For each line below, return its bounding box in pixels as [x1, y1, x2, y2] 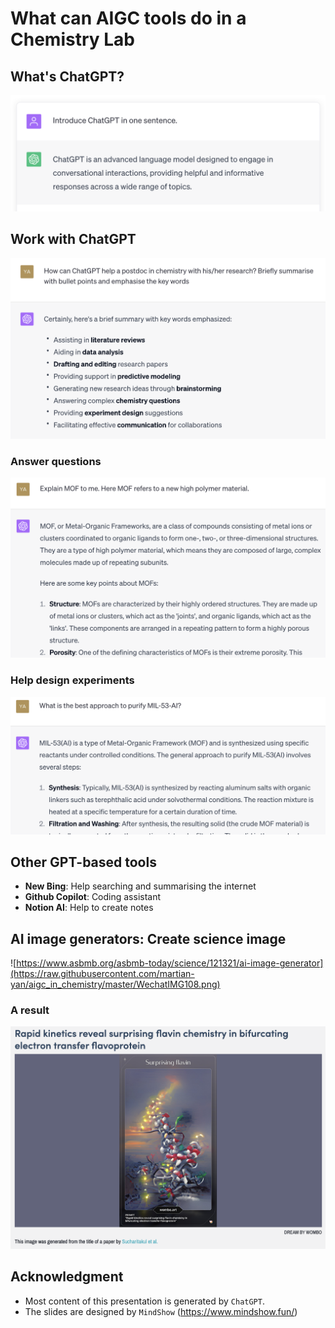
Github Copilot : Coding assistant [24, 891, 162, 903]
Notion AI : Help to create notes [24, 902, 154, 914]
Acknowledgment [10, 1268, 124, 1286]
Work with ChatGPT [10, 231, 137, 248]
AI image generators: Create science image [10, 930, 287, 947]
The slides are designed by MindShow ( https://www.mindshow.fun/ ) [24, 1305, 298, 1317]
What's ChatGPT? [10, 68, 125, 85]
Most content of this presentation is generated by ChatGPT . [24, 1295, 265, 1307]
